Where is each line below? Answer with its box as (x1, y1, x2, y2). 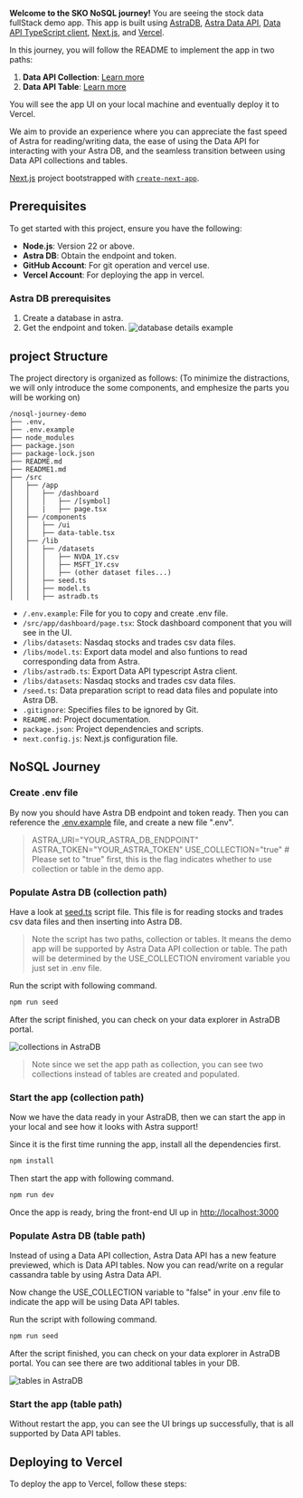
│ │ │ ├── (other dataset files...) (9, 568, 172, 577)
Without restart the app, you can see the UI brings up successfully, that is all (9, 1418, 294, 1429)
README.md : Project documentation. (22, 714, 151, 725)
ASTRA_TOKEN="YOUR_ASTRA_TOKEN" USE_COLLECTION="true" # (31, 843, 290, 855)
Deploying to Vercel (9, 1454, 123, 1470)
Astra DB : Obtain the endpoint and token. (22, 249, 177, 261)
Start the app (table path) (9, 1397, 123, 1410)
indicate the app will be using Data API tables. (9, 1297, 180, 1308)
